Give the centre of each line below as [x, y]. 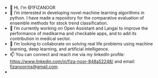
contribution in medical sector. [40, 39]
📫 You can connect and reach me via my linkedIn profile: [67, 54]
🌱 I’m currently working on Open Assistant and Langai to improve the [79, 28]
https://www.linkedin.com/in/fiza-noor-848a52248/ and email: [72, 61]
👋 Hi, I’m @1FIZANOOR [32, 8]
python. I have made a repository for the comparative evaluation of [77, 18]
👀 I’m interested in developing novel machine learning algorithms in [77, 13]
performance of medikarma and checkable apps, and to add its [73, 33]
